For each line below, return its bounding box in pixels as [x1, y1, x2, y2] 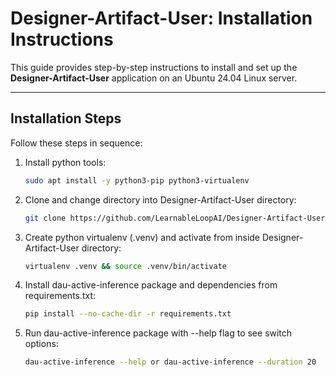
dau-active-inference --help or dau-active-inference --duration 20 [24, 357, 317, 367]
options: [24, 338, 59, 350]
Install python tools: [24, 156, 107, 168]
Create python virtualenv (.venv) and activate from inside [24, 231, 261, 243]
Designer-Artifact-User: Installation [10, 7, 313, 30]
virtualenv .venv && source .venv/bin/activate [24, 261, 227, 271]
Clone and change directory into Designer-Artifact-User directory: [24, 193, 297, 206]
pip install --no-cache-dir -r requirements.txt [24, 309, 232, 319]
